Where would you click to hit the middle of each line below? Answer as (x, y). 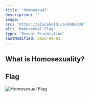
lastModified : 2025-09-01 (33, 39)
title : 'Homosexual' (27, 10)
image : (12, 19)
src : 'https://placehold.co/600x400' (46, 24)
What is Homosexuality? (45, 59)
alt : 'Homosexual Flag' (31, 29)
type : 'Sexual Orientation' (35, 34)
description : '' (22, 15)
